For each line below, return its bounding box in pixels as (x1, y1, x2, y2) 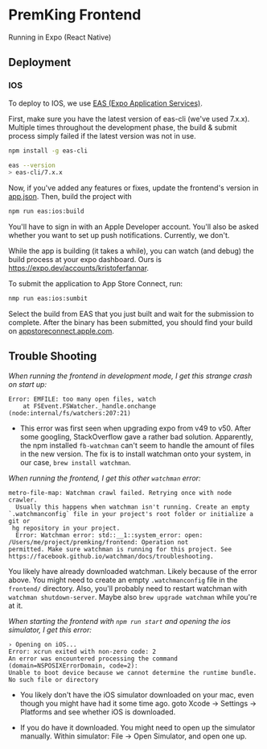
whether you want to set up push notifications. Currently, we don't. (8, 231, 230, 240)
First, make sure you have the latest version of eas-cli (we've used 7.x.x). (8, 114, 250, 123)
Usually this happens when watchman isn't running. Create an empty (15, 502, 250, 511)
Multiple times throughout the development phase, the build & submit (8, 123, 237, 132)
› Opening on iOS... (8, 640, 78, 648)
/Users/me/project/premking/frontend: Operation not (8, 538, 189, 546)
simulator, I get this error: (8, 625, 92, 635)
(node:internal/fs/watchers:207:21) (8, 409, 131, 417)
